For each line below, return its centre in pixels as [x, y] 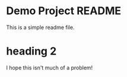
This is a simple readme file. [40, 27]
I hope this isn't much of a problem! [50, 68]
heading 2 [31, 51]
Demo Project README [64, 11]
